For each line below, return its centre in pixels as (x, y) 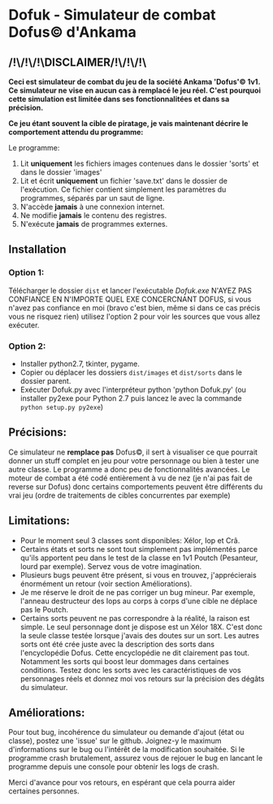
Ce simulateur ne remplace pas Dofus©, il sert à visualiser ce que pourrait (133, 452)
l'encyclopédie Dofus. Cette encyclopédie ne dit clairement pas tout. (135, 653)
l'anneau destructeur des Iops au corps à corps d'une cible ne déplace (139, 601)
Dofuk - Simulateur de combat (113, 15)
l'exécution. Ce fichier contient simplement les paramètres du (123, 189)
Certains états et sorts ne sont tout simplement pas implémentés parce (139, 549)
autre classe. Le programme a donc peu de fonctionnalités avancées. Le (129, 469)
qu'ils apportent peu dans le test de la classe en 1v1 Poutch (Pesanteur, (139, 558)
